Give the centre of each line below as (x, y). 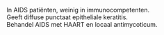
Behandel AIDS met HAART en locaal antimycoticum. (82, 24)
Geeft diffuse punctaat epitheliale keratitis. (67, 17)
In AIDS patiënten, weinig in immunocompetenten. (78, 10)
